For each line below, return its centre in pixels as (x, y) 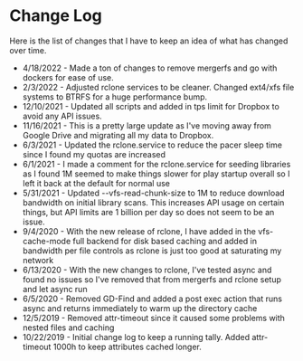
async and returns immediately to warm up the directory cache (140, 308)
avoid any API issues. (62, 116)
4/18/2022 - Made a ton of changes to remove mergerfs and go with (150, 68)
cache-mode (47, 241)
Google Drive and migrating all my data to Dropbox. (118, 135)
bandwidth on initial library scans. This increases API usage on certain (153, 202)
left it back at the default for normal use (96, 183)
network (38, 260)
